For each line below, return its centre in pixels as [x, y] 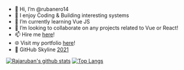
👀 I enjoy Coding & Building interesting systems [72, 15]
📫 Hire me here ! [34, 34]
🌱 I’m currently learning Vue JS [52, 21]
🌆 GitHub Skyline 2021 [41, 49]
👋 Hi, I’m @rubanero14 [41, 9]
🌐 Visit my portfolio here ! [45, 43]
